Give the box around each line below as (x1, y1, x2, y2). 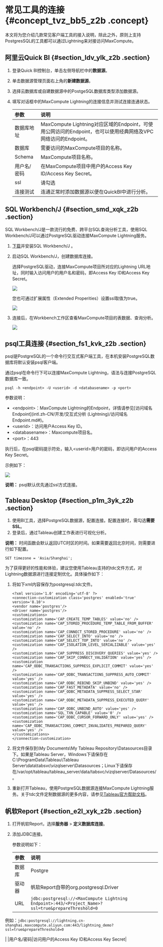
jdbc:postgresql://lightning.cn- (17, 918, 85, 923)
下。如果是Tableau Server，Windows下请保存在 (12, 752, 108, 757)
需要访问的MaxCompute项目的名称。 (40, 144, 125, 151)
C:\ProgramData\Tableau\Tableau (12, 757, 79, 763)
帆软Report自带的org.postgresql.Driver (31, 884, 119, 890)
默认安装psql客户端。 (17, 359, 61, 366)
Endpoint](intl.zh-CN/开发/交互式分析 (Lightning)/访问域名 (12, 411, 128, 417)
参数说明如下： (12, 842, 42, 847)
